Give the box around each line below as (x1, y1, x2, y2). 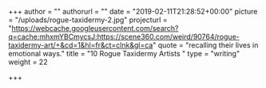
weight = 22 (8, 57, 48, 67)
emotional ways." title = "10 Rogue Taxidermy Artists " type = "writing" (8, 49, 240, 58)
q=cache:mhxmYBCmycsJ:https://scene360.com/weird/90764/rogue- (8, 32, 240, 41)
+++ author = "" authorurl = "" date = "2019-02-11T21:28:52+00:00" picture (8, 7, 258, 16)
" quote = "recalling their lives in (153, 40, 259, 50)
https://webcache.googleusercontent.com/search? (11, 24, 179, 33)
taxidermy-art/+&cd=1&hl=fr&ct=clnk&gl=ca (8, 40, 153, 50)
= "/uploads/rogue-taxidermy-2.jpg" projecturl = (8, 15, 168, 25)
